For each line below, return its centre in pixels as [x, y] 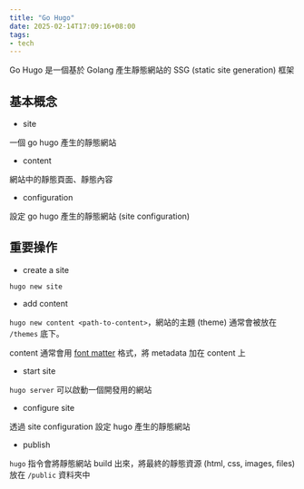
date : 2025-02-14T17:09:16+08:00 [73, 26]
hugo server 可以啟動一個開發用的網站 [81, 389]
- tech [22, 43]
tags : [20, 34]
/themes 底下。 [37, 333]
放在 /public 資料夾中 [50, 474]
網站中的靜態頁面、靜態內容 [61, 180]
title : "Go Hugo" [42, 18]
